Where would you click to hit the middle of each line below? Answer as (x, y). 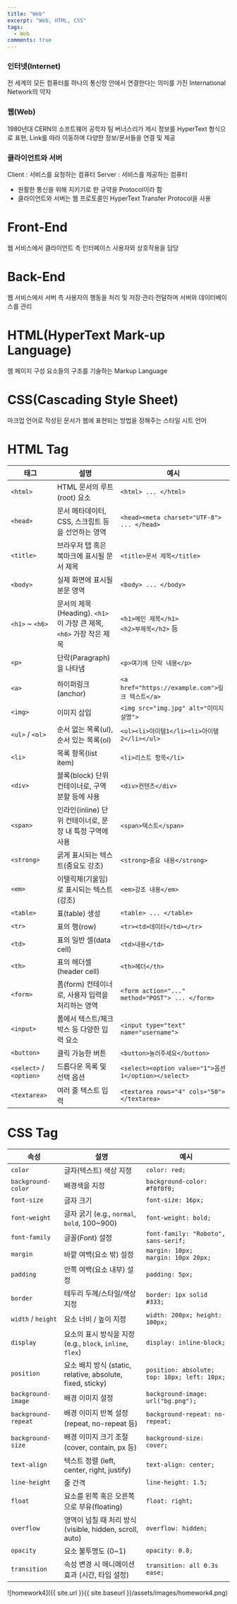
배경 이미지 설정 (89, 1397)
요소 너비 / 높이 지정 (95, 1319)
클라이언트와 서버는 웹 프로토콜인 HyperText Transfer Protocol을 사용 (114, 198)
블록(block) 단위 (83, 775)
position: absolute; (180, 1370)
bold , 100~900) (91, 1223)
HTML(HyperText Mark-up (86, 335)
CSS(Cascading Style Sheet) (93, 400)
